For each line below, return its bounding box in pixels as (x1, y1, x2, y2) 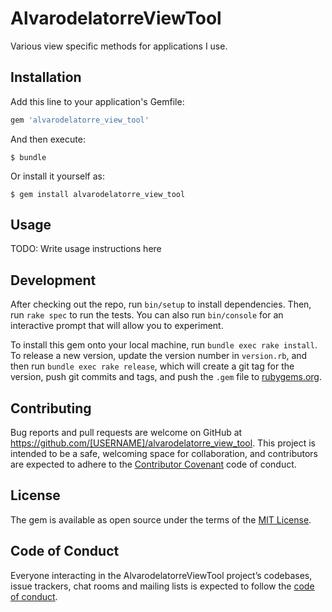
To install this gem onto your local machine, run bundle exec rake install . (10, 339, 318, 351)
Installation (10, 69, 82, 86)
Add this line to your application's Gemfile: (10, 95, 185, 107)
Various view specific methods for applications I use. (10, 40, 228, 52)
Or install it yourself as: (10, 170, 105, 182)
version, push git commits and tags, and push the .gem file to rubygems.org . (10, 371, 323, 383)
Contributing (10, 400, 92, 417)
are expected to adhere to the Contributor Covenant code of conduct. (10, 458, 297, 471)
